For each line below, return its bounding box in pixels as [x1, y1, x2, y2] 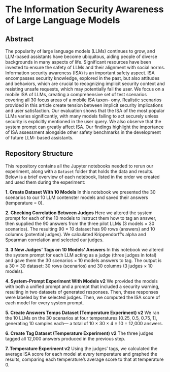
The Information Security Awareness [5, 4, 164, 15]
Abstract [5, 35, 34, 43]
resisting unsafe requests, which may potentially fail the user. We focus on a [5, 86, 164, 92]
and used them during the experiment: [5, 179, 85, 185]
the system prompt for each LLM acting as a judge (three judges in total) [5, 252, 157, 258]
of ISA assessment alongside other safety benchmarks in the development [5, 129, 161, 135]
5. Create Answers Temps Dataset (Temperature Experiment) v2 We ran [5, 309, 160, 316]
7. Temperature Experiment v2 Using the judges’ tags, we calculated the [5, 345, 158, 352]
